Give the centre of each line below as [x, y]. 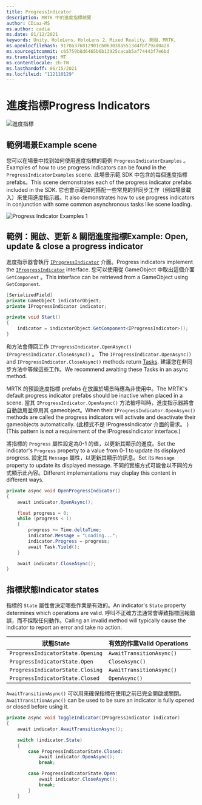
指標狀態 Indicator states [53, 589]
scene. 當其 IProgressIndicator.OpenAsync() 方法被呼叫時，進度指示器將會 [100, 402]
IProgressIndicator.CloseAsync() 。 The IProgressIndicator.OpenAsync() [99, 354]
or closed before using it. [38, 707]
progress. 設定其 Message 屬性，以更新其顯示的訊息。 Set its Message [90, 457]
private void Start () [34, 317]
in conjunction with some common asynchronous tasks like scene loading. [99, 204]
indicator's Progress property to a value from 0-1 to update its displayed [96, 450]
